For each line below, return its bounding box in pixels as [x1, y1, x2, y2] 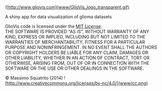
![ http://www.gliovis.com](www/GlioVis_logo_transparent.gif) [5, 4, 130, 10]
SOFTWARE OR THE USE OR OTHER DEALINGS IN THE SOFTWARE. [5, 65, 144, 71]
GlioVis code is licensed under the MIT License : [5, 23, 103, 29]
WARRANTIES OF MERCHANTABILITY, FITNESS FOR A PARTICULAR [5, 39, 145, 45]
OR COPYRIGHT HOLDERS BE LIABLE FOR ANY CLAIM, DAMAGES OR [5, 49, 149, 55]
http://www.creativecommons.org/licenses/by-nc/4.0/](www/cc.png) [6, 80, 148, 86]
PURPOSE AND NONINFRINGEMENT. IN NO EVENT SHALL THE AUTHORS [5, 45, 158, 50]
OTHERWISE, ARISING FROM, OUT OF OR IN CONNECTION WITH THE [5, 60, 150, 66]
